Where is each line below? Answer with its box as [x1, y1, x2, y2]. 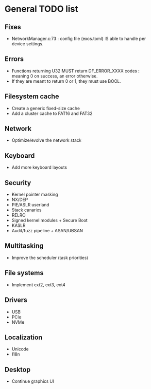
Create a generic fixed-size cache [11, 105, 80, 111]
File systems [4, 269, 44, 277]
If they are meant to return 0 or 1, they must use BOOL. [11, 78, 121, 84]
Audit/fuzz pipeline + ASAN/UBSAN [11, 228, 83, 234]
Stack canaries [11, 207, 42, 213]
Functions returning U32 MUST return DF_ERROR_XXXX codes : [11, 68, 140, 74]
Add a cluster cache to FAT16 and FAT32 [11, 111, 93, 116]
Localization [4, 333, 43, 341]
